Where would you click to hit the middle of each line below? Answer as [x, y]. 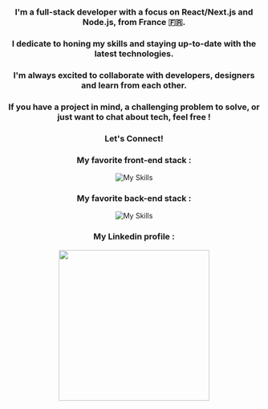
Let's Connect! [134, 138]
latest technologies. [134, 53]
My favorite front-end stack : [134, 160]
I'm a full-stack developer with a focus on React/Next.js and [134, 12]
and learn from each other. [134, 85]
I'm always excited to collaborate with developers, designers [134, 75]
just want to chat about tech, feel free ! [134, 117]
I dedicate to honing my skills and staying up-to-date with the [134, 43]
